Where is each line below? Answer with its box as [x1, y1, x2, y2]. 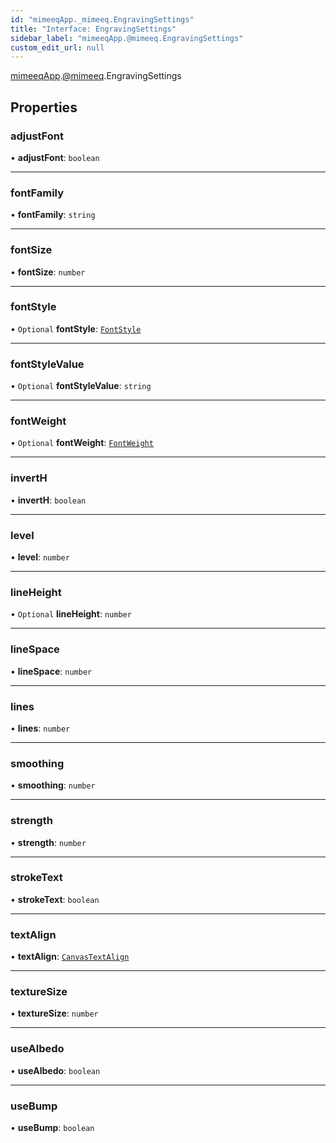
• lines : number [10, 722, 71, 734]
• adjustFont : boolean [10, 151, 100, 163]
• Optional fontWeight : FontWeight [10, 437, 154, 449]
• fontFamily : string [10, 209, 96, 221]
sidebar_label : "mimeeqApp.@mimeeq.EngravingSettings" [10, 33, 244, 43]
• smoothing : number [10, 779, 96, 791]
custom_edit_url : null [10, 42, 105, 53]
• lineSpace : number [10, 665, 93, 677]
